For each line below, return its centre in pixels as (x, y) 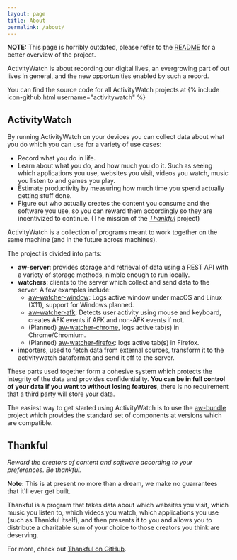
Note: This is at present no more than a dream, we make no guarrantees (112, 484)
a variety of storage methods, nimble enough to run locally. (104, 275)
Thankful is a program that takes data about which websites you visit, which (118, 505)
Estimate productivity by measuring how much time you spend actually (121, 188)
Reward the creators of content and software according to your (100, 462)
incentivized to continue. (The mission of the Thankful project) (109, 219)
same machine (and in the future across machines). (82, 240)
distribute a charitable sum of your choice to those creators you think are (114, 527)
